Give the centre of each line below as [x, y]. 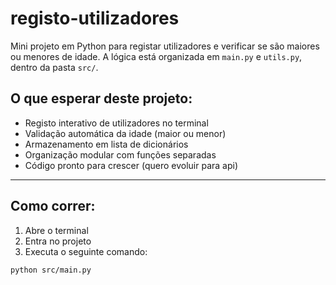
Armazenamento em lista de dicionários [106, 144]
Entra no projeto [58, 241]
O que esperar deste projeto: [101, 98]
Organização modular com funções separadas [120, 154]
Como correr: [53, 206]
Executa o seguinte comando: [86, 251]
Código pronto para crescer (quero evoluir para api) [131, 165]
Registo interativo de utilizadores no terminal [116, 123]
